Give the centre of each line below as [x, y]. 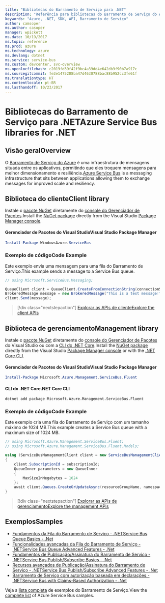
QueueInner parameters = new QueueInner [56, 469]
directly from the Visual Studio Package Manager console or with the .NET [80, 350]
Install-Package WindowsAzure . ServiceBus [48, 243]
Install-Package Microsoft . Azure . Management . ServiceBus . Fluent [71, 377]
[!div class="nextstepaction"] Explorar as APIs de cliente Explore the [86, 308]
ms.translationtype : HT [29, 78]
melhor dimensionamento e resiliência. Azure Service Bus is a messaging [79, 173]
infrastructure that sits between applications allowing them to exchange [78, 178]
